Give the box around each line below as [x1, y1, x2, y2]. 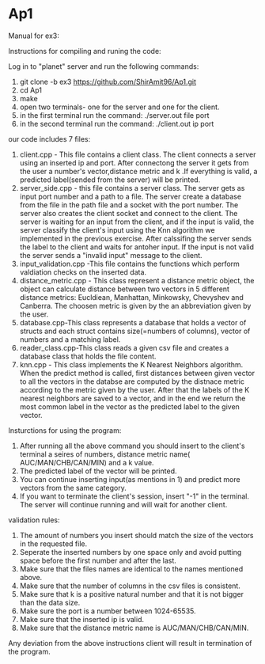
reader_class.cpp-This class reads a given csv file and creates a [19, 343, 229, 352]
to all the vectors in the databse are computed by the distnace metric [19, 377, 245, 386]
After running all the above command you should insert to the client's [19, 441, 245, 450]
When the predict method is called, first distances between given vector [19, 368, 256, 378]
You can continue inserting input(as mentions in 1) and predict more [19, 474, 240, 484]
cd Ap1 [19, 85, 42, 95]
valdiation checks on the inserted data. [19, 267, 147, 277]
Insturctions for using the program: [8, 425, 122, 435]
